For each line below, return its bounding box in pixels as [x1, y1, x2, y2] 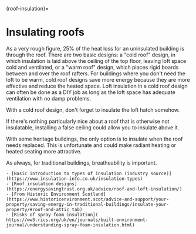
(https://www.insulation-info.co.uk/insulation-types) [6, 176, 143, 182]
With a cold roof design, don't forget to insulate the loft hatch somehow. [6, 106, 180, 113]
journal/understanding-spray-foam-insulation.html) [6, 222, 135, 228]
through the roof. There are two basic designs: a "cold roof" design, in [6, 51, 176, 58]
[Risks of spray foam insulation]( [11, 212, 99, 218]
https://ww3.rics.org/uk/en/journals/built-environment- [6, 217, 148, 223]
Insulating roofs [6, 26, 85, 39]
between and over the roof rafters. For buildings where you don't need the [6, 70, 186, 77]
